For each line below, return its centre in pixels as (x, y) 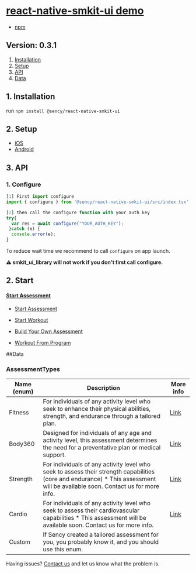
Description (104, 387)
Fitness (19, 412)
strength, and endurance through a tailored (101, 416)
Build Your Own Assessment (48, 331)
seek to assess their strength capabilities (99, 471)
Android (24, 149)
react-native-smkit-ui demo (75, 11)
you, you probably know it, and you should (101, 541)
